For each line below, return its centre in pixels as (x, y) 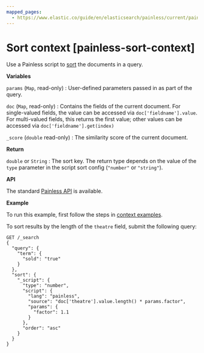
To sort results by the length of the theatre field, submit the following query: (102, 226)
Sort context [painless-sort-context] (101, 48)
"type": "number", (46, 286)
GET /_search (23, 238)
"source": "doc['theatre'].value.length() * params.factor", (107, 302)
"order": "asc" (42, 328)
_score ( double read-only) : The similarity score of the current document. (97, 138)
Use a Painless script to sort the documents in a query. (75, 65)
